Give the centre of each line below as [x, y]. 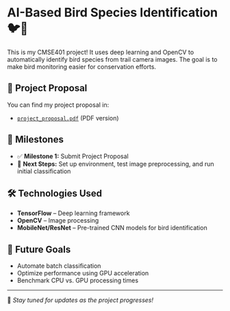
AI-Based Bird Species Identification [112, 13]
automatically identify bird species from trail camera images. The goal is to [112, 59]
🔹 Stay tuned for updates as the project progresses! [80, 300]
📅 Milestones [35, 139]
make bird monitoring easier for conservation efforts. [81, 66]
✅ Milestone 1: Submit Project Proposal [73, 156]
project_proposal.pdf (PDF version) [68, 118]
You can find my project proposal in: [58, 105]
